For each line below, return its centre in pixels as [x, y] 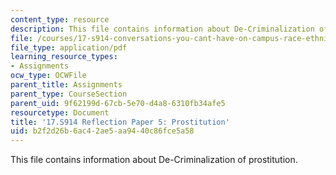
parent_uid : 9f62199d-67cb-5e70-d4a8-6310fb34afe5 [118, 103]
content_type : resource [60, 19]
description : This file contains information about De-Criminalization [162, 29]
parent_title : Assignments [66, 85]
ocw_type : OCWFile [48, 76]
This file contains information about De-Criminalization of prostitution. [154, 160]
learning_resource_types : [64, 57]
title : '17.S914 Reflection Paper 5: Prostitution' [120, 122]
